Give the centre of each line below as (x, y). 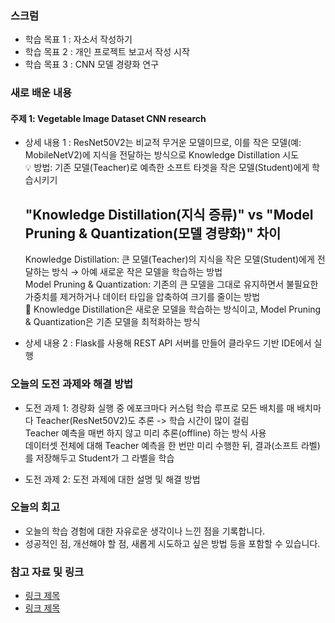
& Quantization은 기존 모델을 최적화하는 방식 (112, 322)
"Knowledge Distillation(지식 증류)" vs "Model (169, 214)
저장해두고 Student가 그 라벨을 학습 (105, 458)
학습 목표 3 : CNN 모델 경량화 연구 (92, 64)
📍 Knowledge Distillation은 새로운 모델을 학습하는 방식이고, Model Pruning (173, 309)
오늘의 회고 (35, 507)
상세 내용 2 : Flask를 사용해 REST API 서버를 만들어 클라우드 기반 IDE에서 (168, 343)
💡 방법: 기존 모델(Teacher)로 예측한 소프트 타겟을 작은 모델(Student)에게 (167, 168)
